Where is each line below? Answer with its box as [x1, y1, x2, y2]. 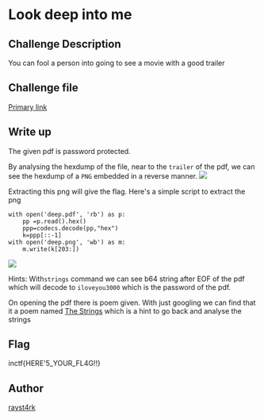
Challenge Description [8, 37, 121, 51]
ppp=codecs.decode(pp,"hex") [22, 224, 119, 232]
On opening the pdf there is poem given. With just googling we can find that [8, 298, 256, 307]
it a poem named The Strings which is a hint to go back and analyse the [8, 306, 242, 315]
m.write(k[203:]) [22, 245, 80, 253]
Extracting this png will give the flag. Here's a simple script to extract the [8, 187, 246, 196]
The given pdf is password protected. [8, 146, 131, 156]
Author [8, 381, 44, 395]
